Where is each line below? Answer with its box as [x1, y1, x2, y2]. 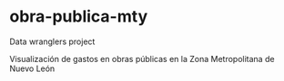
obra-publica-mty [9, 6, 148, 27]
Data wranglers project [9, 36, 96, 47]
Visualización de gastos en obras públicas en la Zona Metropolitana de [9, 53, 275, 64]
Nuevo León [9, 63, 56, 74]
